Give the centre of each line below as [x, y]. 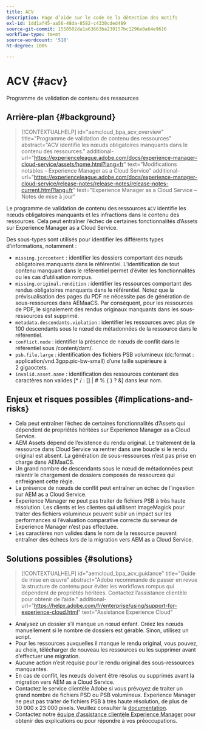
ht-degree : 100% [27, 46]
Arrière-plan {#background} [61, 117]
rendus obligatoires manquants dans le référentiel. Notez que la [94, 290]
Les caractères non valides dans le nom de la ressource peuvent [96, 533]
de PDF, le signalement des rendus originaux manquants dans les [97, 309]
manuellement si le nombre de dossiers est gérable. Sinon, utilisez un [102, 630]
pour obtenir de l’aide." [50, 599]
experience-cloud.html [50, 612]
